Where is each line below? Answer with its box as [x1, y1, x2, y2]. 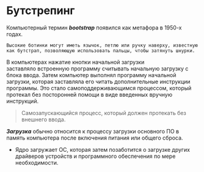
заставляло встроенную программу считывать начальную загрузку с [6, 65, 189, 72]
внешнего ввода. [21, 116, 66, 123]
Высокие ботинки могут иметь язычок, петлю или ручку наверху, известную [6, 42, 199, 48]
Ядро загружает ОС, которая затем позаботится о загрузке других [15, 146, 191, 153]
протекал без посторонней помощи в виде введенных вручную [6, 91, 173, 98]
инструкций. [6, 97, 38, 105]
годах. [6, 30, 23, 37]
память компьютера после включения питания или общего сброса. [6, 134, 183, 141]
